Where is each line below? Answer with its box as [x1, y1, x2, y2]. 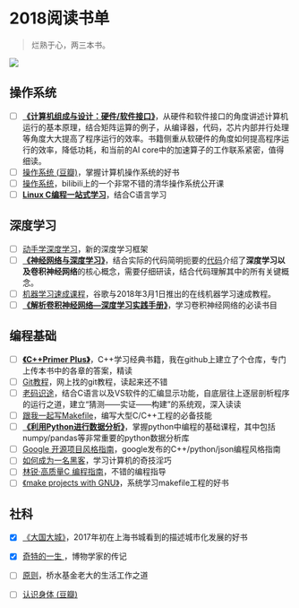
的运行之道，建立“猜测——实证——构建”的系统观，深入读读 [21, 399, 242, 410]
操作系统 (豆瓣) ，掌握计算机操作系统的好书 [21, 167, 180, 178]
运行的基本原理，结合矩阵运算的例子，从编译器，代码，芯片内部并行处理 [21, 122, 289, 133]
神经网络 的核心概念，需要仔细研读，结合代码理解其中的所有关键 [46, 265, 282, 276]
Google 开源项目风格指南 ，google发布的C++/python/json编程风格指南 [21, 444, 281, 455]
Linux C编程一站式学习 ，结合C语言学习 [21, 189, 167, 200]
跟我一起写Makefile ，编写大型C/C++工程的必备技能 [21, 410, 212, 421]
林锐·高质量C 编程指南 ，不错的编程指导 [21, 466, 167, 477]
